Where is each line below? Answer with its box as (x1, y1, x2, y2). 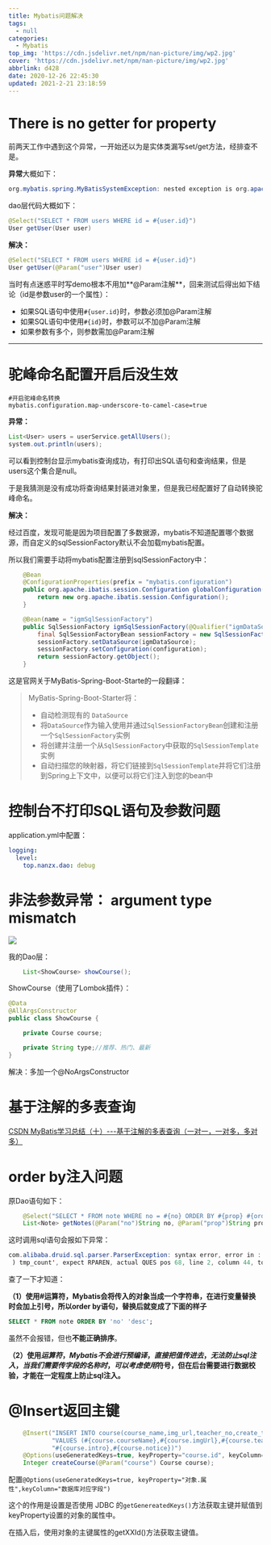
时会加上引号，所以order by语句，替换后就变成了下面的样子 (8, 1301, 207, 1311)
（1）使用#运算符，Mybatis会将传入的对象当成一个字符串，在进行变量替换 (8, 1292, 256, 1300)
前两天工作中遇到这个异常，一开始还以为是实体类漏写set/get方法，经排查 (8, 142, 252, 152)
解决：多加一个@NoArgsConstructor (8, 1066, 130, 1076)
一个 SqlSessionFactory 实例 (40, 731, 131, 739)
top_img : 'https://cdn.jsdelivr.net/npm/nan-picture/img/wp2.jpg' (8, 49, 236, 57)
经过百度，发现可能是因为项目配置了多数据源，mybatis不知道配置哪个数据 (8, 527, 254, 537)
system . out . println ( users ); (8, 440, 103, 448)
